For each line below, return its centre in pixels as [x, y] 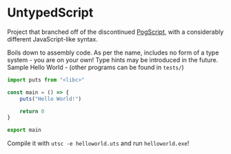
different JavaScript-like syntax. [52, 39]
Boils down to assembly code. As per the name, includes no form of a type [113, 52]
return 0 [32, 111]
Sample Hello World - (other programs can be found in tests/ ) [96, 67]
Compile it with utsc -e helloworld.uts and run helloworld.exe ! [98, 144]
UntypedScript [50, 13]
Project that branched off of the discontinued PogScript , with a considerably [115, 32]
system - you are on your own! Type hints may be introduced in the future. [113, 59]
